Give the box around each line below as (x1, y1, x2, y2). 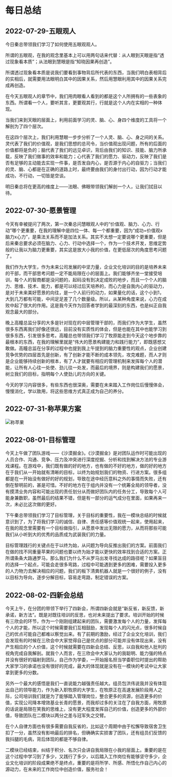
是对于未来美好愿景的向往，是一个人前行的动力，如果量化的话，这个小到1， (5, 289, 164, 295)
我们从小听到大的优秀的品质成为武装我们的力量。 (5, 531, 109, 538)
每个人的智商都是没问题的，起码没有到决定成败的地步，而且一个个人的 (14, 276, 162, 282)
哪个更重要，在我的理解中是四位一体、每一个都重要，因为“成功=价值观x (12, 227, 163, 233)
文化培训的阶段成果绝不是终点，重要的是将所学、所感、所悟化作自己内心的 (9, 760, 167, 766)
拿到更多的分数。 (5, 669, 41, 676)
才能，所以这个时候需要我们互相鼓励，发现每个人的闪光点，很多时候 (18, 625, 162, 631)
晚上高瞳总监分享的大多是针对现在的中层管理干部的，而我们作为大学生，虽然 (5, 319, 167, 325)
